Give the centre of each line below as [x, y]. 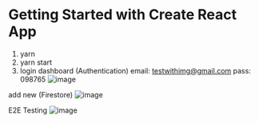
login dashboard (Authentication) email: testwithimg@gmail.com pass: [135, 70]
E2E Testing [28, 110]
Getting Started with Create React [123, 15]
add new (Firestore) [41, 94]
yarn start [36, 62]
